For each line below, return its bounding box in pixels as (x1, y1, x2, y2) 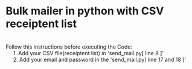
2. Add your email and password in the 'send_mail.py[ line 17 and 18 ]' (13, 56, 187, 63)
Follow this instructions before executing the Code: (5, 43, 132, 50)
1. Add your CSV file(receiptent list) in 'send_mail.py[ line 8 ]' (13, 49, 164, 56)
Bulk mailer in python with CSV (5, 4, 164, 18)
